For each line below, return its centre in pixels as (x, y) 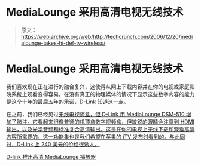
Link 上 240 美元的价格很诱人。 (61, 144)
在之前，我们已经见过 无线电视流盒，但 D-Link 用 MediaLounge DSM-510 (95, 114)
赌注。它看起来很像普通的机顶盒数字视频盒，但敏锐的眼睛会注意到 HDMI (105, 122)
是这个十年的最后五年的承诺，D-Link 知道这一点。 (68, 102)
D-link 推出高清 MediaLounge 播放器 (51, 156)
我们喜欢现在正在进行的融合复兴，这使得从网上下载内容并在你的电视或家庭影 (100, 87)
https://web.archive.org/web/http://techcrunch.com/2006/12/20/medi (107, 36)
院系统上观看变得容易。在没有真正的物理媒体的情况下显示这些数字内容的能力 (100, 94)
